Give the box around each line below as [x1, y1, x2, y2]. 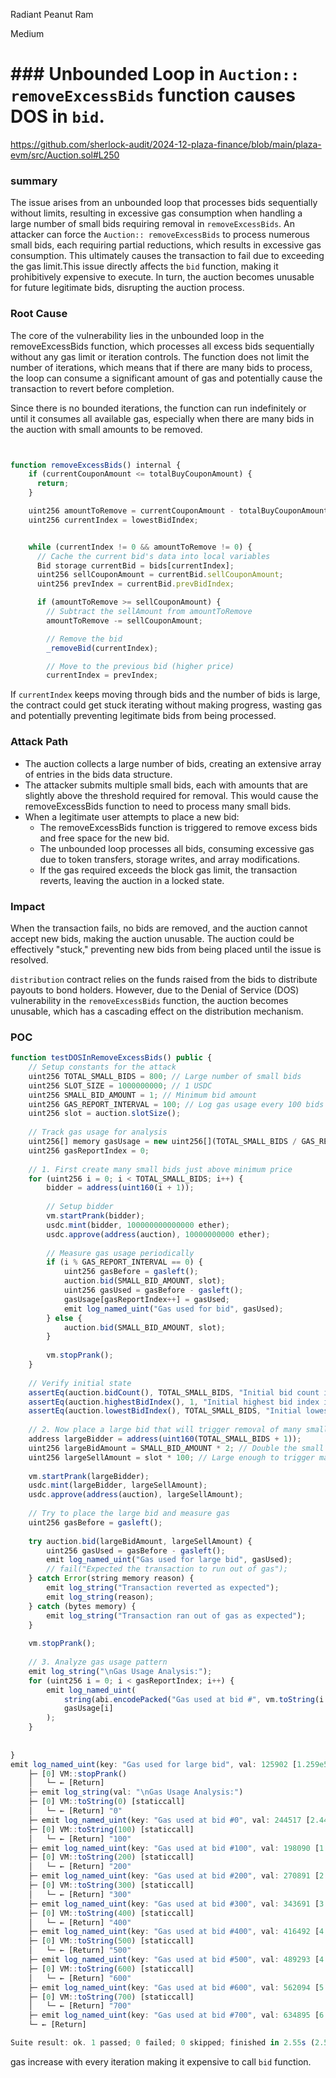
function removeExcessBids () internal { [10, 460, 182, 470]
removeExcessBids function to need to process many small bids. [24, 800, 292, 812]
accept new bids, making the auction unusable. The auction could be [10, 932, 295, 944]
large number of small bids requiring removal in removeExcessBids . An [10, 218, 296, 230]
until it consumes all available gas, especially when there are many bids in [10, 412, 315, 424]
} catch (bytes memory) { [28, 1601, 137, 1611]
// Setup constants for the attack [28, 1062, 177, 1073]
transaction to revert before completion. [10, 382, 175, 394]
